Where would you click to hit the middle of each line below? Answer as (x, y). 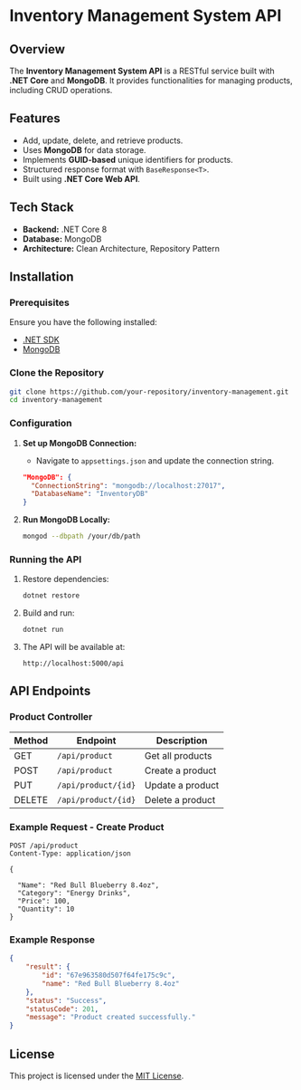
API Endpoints (50, 691)
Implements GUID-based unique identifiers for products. (127, 159)
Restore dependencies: (66, 579)
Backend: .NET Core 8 (65, 229)
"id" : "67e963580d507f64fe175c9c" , (109, 975)
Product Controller (51, 717)
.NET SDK (41, 339)
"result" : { (48, 967)
